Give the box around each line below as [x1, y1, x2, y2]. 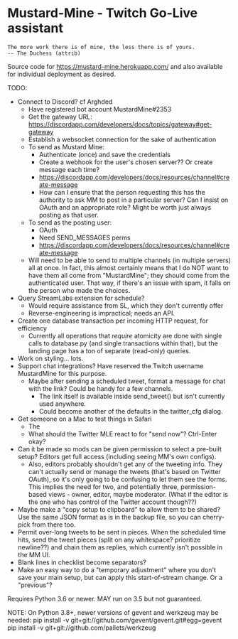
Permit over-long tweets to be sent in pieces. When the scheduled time [17, 527, 226, 536]
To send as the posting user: [28, 218, 112, 227]
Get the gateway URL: [28, 112, 92, 121]
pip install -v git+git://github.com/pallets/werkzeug [7, 623, 156, 632]
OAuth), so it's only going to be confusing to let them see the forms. [28, 475, 227, 483]
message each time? [38, 165, 100, 173]
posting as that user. [38, 210, 99, 219]
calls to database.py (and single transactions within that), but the [28, 339, 218, 348]
